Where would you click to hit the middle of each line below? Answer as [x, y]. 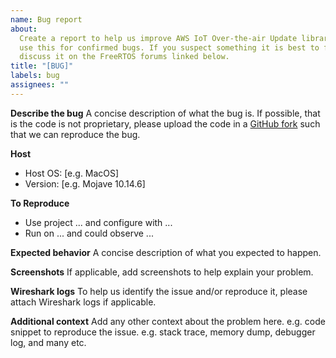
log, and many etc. [48, 342]
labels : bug [35, 76]
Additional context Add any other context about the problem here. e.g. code [168, 321]
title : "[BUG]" [42, 66]
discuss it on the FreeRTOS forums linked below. [124, 57]
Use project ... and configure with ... [98, 222]
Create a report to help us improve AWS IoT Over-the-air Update [158, 38]
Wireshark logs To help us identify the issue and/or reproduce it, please [159, 291]
